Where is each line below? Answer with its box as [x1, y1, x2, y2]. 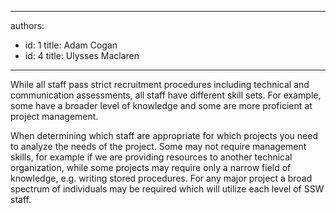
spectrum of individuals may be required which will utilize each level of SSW [10, 183, 325, 195]
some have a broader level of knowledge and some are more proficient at [10, 100, 313, 111]
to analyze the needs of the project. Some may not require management [10, 141, 307, 152]
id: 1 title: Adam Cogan [24, 39, 118, 51]
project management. [10, 111, 99, 122]
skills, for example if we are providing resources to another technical [10, 151, 293, 163]
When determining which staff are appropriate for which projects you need [10, 130, 319, 141]
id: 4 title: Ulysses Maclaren [24, 50, 140, 61]
